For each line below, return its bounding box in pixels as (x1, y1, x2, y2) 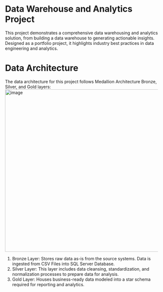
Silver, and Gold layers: (5, 84, 51, 90)
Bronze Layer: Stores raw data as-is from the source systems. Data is (12, 255, 151, 261)
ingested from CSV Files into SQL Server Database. (12, 261, 115, 267)
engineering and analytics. (5, 45, 58, 51)
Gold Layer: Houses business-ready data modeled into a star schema (12, 276, 151, 282)
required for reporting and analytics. (12, 281, 85, 287)
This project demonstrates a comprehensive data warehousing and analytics (5, 30, 158, 36)
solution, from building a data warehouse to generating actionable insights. (5, 35, 155, 41)
